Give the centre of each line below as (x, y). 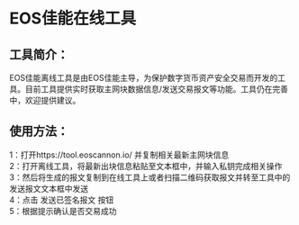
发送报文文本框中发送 (49, 188)
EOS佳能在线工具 (73, 18)
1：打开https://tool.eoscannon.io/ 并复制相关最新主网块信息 (119, 155)
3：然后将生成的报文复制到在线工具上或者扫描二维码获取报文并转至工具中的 (150, 177)
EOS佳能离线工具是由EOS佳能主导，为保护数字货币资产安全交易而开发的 (144, 78)
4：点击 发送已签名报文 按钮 (62, 200)
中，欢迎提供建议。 (45, 100)
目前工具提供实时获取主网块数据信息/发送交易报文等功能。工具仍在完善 (157, 89)
